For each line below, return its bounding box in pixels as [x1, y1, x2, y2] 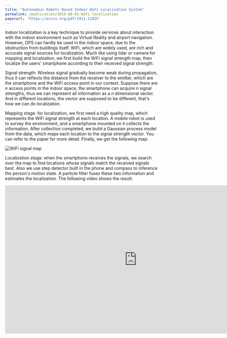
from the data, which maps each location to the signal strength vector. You [5, 131, 154, 137]
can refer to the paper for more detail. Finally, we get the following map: [5, 136, 148, 142]
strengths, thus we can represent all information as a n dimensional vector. [5, 90, 154, 96]
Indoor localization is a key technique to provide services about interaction [5, 30, 154, 36]
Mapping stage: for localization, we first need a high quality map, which [5, 110, 148, 116]
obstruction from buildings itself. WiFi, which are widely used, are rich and [5, 45, 153, 51]
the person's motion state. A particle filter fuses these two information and [5, 171, 154, 177]
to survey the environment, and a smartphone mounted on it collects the [5, 121, 149, 126]
